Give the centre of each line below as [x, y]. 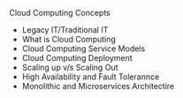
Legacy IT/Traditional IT [65, 30]
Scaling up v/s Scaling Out [70, 67]
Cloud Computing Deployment [77, 58]
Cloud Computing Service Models [84, 49]
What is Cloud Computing [69, 39]
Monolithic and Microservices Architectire [98, 86]
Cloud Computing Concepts [60, 13]
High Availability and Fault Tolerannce [91, 77]
